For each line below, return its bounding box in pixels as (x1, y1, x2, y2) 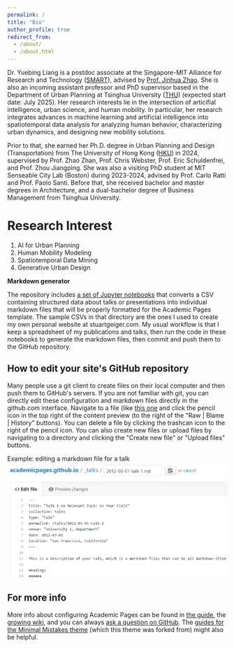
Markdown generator (7, 276, 71, 285)
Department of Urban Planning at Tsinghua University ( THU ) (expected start (7, 91, 226, 99)
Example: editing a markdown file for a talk (7, 454, 131, 463)
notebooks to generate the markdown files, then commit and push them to (7, 334, 221, 343)
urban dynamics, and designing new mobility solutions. (7, 128, 166, 136)
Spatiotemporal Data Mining (17, 255, 98, 264)
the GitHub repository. (7, 342, 71, 351)
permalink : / (7, 11, 45, 18)
